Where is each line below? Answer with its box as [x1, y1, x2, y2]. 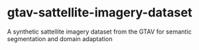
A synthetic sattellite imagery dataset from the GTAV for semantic [7, 27, 192, 36]
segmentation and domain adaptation [7, 34, 113, 42]
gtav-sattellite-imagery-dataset [7, 5, 193, 21]
